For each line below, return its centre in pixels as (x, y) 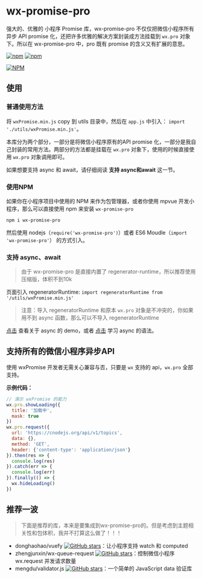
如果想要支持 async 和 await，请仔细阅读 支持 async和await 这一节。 (92, 169)
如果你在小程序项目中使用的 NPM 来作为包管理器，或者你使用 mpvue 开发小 (100, 201)
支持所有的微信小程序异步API (61, 351)
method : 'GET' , (31, 444)
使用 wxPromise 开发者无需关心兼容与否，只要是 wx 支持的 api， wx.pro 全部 (100, 367)
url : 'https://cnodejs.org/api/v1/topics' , (67, 433)
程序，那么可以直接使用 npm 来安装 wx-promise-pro (70, 209)
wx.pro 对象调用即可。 (40, 157)
